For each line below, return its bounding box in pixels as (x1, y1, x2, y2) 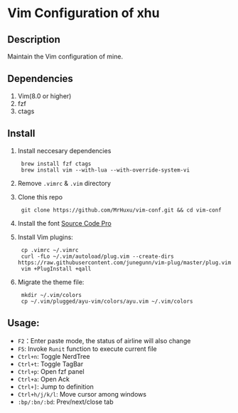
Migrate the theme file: (17, 278, 85, 286)
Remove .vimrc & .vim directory (17, 179, 112, 187)
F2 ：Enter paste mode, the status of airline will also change (17, 337, 191, 345)
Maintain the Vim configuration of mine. (7, 52, 123, 61)
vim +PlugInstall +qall (21, 265, 92, 272)
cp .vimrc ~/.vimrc (21, 246, 79, 253)
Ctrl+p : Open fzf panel (17, 367, 85, 376)
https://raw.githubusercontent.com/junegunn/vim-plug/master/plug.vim (17, 258, 232, 266)
